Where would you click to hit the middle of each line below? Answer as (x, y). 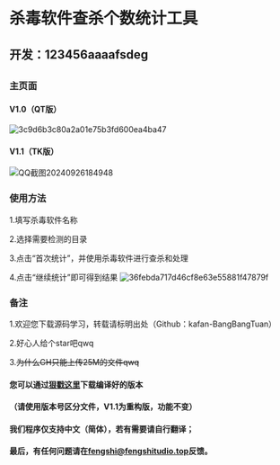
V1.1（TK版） (34, 151)
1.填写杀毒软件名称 (44, 219)
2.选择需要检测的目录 (48, 238)
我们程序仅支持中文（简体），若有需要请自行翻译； (102, 429)
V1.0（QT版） (35, 109)
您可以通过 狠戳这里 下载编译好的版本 (76, 384)
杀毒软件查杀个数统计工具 (104, 18)
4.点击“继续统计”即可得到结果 (64, 277)
